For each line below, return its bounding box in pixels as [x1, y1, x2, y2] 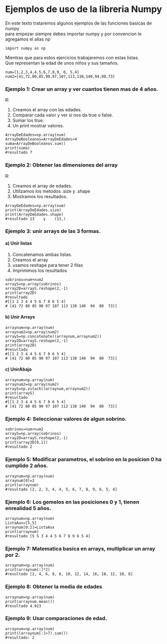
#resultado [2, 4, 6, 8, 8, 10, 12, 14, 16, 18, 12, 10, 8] [5, 572, 133, 577]
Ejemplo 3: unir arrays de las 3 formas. [5, 228, 101, 235]
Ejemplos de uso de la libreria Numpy [5, 4, 162, 15]
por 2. [5, 551, 20, 558]
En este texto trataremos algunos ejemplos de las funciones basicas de [5, 20, 152, 26]
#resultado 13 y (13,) [5, 216, 66, 221]
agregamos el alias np [5, 36, 51, 42]
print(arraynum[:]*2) [5, 567, 50, 572]
